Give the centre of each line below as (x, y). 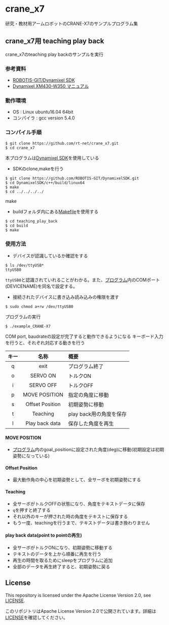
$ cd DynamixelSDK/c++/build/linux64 (45, 183)
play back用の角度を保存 (97, 414)
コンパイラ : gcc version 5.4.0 (44, 118)
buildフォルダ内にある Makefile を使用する (55, 211)
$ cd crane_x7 (20, 148)
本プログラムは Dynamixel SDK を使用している (52, 158)
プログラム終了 (86, 366)
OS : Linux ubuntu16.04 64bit (43, 112)
